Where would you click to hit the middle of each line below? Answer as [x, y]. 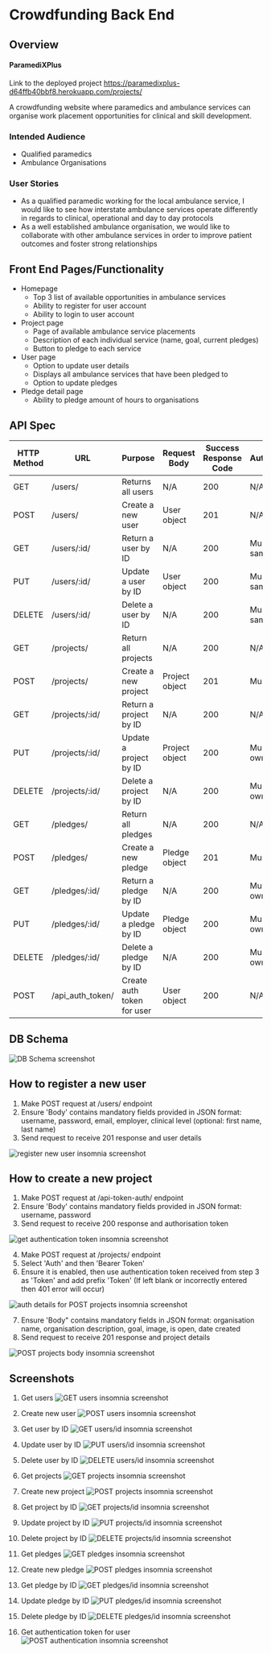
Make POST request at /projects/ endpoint [91, 1255]
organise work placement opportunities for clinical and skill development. [131, 115]
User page [38, 357]
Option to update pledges [75, 383]
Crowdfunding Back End [92, 15]
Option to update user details [81, 366]
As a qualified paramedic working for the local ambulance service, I [132, 201]
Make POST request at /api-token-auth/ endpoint [102, 1198]
